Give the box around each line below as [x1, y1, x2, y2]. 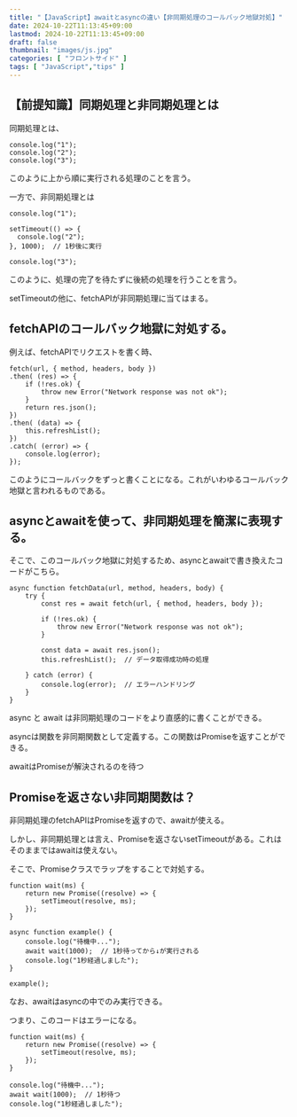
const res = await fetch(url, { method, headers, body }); [41, 599, 264, 608]
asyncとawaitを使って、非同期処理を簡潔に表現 [9, 513, 272, 528]
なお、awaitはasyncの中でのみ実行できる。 [9, 996, 168, 1007]
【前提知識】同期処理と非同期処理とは [9, 98, 219, 113]
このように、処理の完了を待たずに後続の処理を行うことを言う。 [9, 274, 242, 285]
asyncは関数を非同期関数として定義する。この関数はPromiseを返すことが [9, 731, 278, 742]
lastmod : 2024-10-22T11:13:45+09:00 [9, 29, 145, 38]
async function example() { [9, 928, 113, 937]
